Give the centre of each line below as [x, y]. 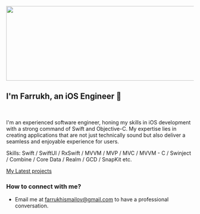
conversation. [32, 206]
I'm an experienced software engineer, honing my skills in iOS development [99, 122]
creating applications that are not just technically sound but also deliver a [96, 135]
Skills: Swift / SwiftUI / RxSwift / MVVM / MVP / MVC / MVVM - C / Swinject [99, 153]
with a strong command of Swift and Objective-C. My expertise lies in [91, 129]
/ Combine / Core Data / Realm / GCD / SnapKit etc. [69, 159]
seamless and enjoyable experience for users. [62, 141]
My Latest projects [29, 171]
